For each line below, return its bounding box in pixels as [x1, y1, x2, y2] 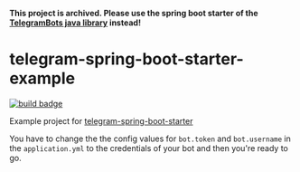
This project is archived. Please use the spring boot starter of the [9, 8, 259, 18]
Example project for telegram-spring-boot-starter [9, 115, 193, 126]
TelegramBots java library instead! [9, 17, 142, 28]
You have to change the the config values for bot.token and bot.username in [9, 133, 291, 144]
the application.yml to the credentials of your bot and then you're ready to [9, 142, 289, 153]
